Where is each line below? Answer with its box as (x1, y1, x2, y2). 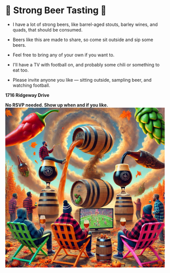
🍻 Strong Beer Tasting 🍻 (5, 5, 107, 16)
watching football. (12, 82, 51, 88)
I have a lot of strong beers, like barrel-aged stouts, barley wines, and (12, 21, 158, 27)
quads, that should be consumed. (12, 26, 82, 32)
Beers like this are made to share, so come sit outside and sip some (12, 37, 153, 43)
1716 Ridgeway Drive (5, 92, 50, 98)
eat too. (12, 67, 29, 73)
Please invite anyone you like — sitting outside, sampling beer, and (12, 77, 152, 83)
